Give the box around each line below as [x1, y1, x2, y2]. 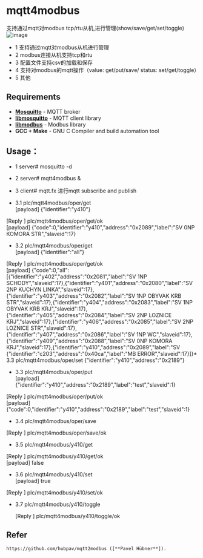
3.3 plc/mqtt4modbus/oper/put [15, 368, 93, 375]
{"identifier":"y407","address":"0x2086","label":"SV [6, 330, 135, 338]
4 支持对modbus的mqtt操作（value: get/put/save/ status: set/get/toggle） [15, 66, 200, 73]
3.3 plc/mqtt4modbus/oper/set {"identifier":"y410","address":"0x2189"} [6, 356, 185, 364]
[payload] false [6, 459, 44, 466]
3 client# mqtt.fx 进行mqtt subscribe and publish [15, 187, 137, 194]
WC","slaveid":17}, [147, 330, 193, 338]
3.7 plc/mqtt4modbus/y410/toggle [15, 501, 101, 508]
